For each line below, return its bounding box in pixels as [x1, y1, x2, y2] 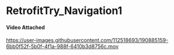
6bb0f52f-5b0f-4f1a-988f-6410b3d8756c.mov [6, 43, 119, 50]
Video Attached [6, 23, 45, 30]
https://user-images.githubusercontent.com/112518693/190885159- [6, 37, 169, 44]
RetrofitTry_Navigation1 [6, 4, 123, 18]
